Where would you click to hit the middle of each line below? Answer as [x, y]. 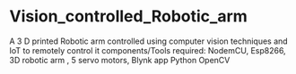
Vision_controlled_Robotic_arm [129, 16]
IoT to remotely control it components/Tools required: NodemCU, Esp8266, [148, 50]
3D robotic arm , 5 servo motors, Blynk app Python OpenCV [120, 60]
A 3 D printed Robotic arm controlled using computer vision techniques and [149, 41]
